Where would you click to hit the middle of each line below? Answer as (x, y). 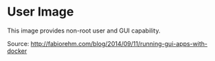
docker (17, 51)
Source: (18, 43)
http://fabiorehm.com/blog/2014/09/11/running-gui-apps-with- (119, 43)
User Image (41, 12)
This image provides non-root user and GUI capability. (84, 30)
